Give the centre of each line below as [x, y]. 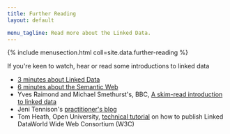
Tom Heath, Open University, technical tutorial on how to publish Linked [120, 117]
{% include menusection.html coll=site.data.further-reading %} [98, 52]
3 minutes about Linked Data [59, 80]
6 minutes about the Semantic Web [68, 87]
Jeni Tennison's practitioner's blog [67, 110]
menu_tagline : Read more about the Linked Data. [79, 33]
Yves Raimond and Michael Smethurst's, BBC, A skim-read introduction [120, 94]
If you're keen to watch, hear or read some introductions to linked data [108, 66]
